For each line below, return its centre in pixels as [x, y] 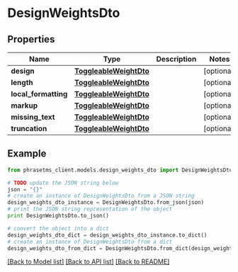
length [22, 83]
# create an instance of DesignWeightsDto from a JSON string [101, 196]
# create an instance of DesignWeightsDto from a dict [90, 242]
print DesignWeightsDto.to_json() [58, 216]
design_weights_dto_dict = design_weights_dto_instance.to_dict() [107, 235]
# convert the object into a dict [58, 228]
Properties [31, 39]
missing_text [33, 117]
